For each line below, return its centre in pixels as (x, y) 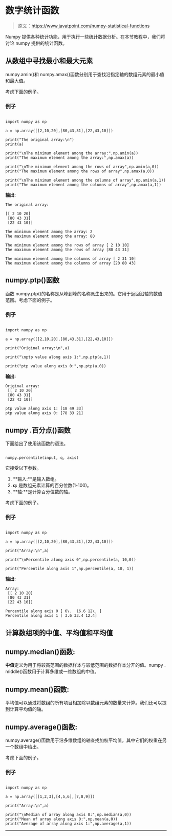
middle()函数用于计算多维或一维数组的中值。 (52, 671)
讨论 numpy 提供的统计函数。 (36, 43)
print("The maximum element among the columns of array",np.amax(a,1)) (83, 185)
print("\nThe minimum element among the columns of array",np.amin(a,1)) (86, 181)
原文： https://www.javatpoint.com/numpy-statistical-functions (84, 26)
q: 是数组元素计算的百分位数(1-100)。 (52, 485)
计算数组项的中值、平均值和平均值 (59, 633)
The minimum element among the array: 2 (49, 232)
